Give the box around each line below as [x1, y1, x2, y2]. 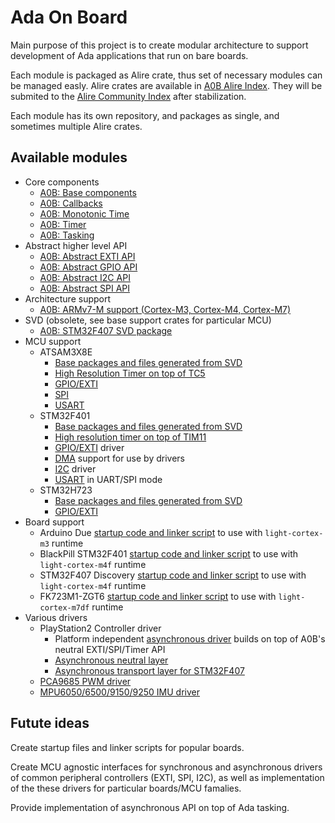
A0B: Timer [39, 218, 87, 230]
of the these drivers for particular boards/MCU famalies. [10, 782, 242, 794]
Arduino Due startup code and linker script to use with [39, 526, 263, 538]
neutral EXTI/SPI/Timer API [54, 643, 166, 655]
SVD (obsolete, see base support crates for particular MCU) [24, 314, 272, 326]
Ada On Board [10, 6, 128, 29]
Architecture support [24, 292, 112, 305]
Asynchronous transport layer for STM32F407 [54, 664, 245, 676]
